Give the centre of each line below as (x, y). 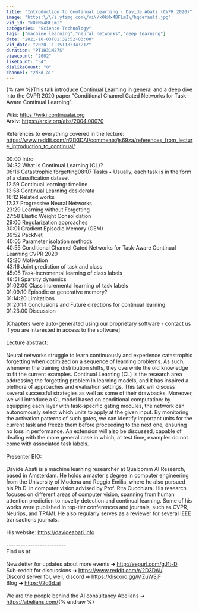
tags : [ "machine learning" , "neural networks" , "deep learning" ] (86, 34)
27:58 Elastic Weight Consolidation (49, 216)
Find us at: (19, 551)
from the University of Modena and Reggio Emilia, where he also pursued (96, 482)
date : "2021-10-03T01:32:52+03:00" (50, 39)
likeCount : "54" (26, 61)
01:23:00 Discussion (31, 311)
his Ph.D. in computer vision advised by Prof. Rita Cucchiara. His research (97, 488)
